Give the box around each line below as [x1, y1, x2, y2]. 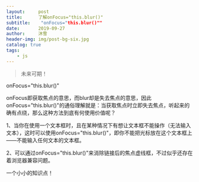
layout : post [6, 8, 49, 15]
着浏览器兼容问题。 [6, 156, 54, 164]
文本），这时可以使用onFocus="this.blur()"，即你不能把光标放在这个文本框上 [6, 129, 192, 136]
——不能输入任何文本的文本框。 [6, 136, 85, 143]
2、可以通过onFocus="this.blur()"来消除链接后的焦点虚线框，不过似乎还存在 [6, 149, 193, 156]
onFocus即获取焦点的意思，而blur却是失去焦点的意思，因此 [6, 94, 152, 101]
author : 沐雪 [6, 31, 48, 37]
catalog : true [6, 42, 42, 48]
